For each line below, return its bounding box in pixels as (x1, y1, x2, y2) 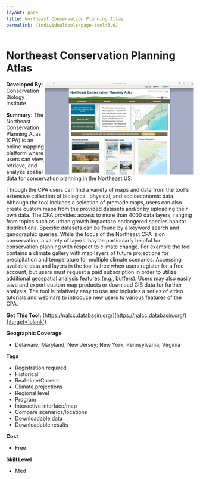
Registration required (14, 364, 67, 372)
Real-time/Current (14, 377, 60, 384)
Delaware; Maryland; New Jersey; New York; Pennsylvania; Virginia (14, 341, 181, 349)
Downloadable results (14, 421, 68, 428)
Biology (6, 94, 25, 101)
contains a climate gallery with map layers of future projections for (6, 250, 169, 257)
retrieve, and (6, 162, 37, 169)
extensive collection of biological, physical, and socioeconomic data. (6, 192, 175, 200)
